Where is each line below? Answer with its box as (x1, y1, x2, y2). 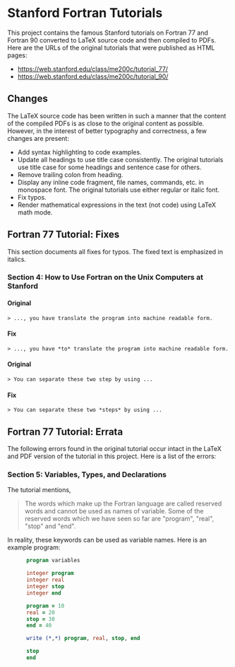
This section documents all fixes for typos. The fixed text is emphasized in (7, 247, 224, 256)
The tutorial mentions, (7, 486, 71, 494)
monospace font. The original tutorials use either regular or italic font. (17, 186, 220, 194)
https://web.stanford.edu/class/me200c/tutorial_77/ (17, 64, 168, 73)
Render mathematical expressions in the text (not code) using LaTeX (17, 200, 217, 209)
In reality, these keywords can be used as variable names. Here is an (7, 536, 207, 545)
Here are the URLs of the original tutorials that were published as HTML (7, 43, 215, 52)
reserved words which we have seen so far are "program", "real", (24, 515, 215, 523)
